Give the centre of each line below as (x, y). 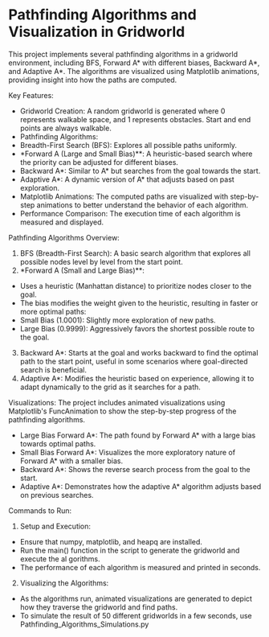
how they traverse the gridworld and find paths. (99, 607)
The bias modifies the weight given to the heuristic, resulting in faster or (139, 302)
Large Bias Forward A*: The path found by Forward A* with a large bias (138, 435)
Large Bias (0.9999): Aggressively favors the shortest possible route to (137, 328)
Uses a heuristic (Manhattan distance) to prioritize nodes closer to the (136, 286)
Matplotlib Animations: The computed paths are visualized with (124, 196)
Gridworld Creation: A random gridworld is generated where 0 (122, 111)
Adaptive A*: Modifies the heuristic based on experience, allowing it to (137, 378)
